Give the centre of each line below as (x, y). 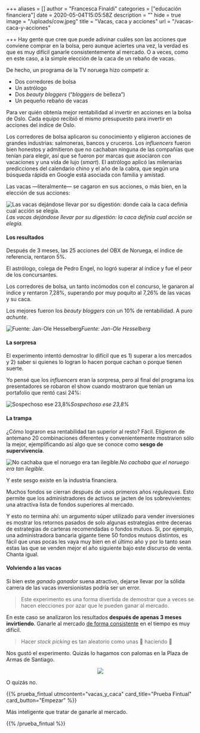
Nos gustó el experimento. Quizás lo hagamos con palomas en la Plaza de (97, 653)
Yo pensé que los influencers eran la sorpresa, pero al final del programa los (100, 380)
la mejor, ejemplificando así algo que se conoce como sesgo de (85, 444)
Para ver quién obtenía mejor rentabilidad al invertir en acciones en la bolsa (99, 112)
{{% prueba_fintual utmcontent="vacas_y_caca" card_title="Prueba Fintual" (99, 693)
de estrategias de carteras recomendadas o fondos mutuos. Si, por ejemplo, (100, 529)
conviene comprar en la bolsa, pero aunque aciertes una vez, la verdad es (97, 46)
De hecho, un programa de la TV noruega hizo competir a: (78, 70)
